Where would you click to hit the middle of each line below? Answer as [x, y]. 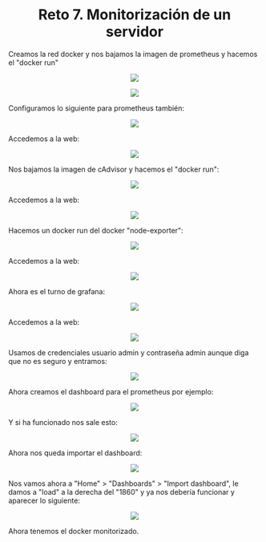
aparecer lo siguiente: [44, 500]
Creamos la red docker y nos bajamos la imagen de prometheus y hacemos [133, 54]
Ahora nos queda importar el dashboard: [75, 453]
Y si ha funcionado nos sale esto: [63, 422]
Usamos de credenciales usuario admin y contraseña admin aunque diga [129, 352]
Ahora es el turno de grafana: [57, 291]
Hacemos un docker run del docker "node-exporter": [96, 230]
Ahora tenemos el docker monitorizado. [74, 531]
